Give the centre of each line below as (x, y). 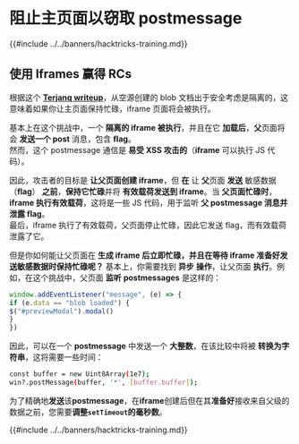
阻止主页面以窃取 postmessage (126, 18)
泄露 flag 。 (30, 213)
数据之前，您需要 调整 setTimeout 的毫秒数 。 (88, 412)
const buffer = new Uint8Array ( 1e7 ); (80, 374)
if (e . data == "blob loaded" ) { (69, 303)
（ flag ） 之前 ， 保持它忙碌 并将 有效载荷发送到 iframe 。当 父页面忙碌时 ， (143, 191)
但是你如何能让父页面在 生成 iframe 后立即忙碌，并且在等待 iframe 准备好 (145, 255)
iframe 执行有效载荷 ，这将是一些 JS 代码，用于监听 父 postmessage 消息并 (149, 202)
